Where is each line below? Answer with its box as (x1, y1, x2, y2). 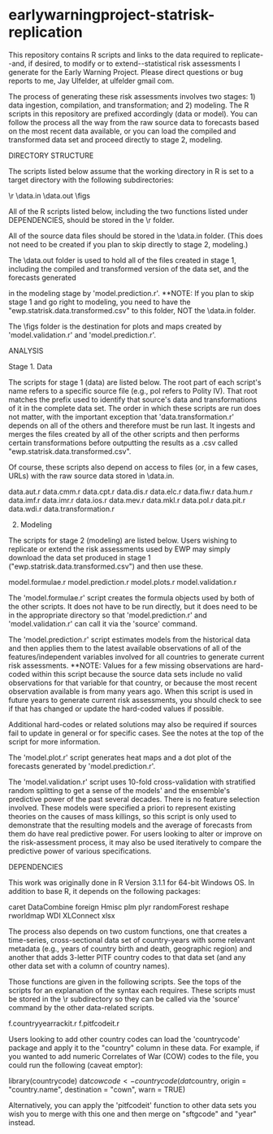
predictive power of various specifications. (8, 846, 152, 856)
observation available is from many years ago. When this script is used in (8, 686, 253, 696)
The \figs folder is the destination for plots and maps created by (8, 321, 222, 331)
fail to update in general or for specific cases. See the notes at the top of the (8, 728, 264, 738)
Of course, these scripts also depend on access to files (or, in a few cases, (8, 462, 258, 472)
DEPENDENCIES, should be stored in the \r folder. (8, 215, 175, 225)
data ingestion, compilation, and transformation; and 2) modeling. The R (8, 100, 249, 110)
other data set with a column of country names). (8, 961, 170, 970)
